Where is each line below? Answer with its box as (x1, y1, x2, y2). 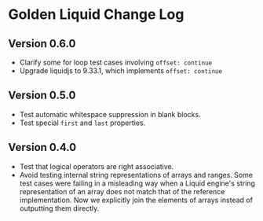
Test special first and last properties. (19, 118, 146, 127)
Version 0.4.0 (8, 141, 77, 154)
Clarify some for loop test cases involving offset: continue (19, 57, 213, 67)
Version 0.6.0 (8, 37, 76, 50)
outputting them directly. (19, 203, 100, 213)
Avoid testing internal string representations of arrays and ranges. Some (19, 170, 254, 179)
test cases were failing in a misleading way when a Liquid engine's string (19, 179, 255, 188)
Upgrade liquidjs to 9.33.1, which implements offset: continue (19, 66, 222, 76)
